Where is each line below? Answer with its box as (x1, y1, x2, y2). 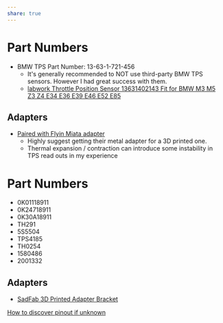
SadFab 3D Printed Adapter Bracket (16, 295, 119, 303)
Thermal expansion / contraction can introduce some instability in (27, 144, 213, 153)
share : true (7, 10, 41, 17)
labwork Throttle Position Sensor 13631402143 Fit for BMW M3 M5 (27, 84, 216, 93)
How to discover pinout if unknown (7, 309, 106, 317)
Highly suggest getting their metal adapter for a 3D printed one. (27, 137, 207, 145)
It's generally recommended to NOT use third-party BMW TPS (27, 69, 204, 78)
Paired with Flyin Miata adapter (16, 130, 105, 138)
